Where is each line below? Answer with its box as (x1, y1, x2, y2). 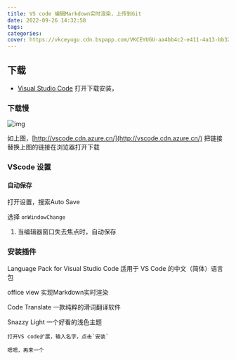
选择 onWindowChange (7, 213, 66, 221)
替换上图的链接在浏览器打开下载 (7, 143, 100, 152)
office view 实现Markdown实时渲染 (7, 288, 109, 296)
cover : (7, 36, 27, 44)
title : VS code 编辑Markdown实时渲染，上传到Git (7, 10, 142, 18)
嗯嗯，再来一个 (7, 347, 44, 354)
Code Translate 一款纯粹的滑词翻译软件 (7, 302, 122, 311)
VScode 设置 (7, 162, 51, 172)
